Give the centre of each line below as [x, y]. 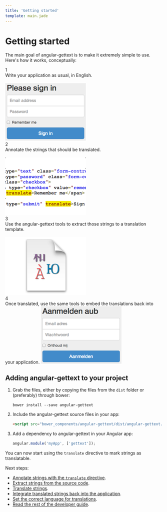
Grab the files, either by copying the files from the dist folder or [78, 390]
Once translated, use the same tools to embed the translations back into [79, 304]
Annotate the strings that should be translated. [53, 149]
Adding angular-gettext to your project [67, 378]
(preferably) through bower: [41, 395]
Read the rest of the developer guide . [51, 504]
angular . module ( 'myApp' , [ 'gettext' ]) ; [54, 443]
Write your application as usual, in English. [49, 75]
